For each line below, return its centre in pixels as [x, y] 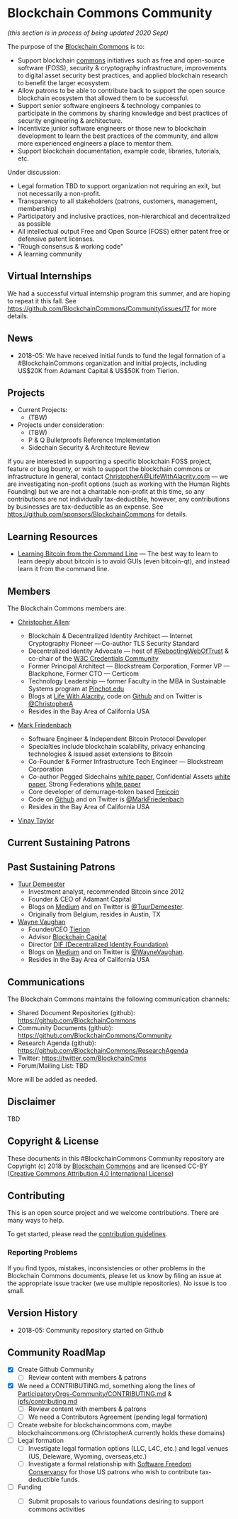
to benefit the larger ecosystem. [64, 82]
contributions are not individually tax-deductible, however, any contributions [119, 499]
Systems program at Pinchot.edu [76, 688]
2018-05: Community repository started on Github [91, 1330]
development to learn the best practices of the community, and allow [118, 136]
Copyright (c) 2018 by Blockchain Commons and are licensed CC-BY [108, 1166]
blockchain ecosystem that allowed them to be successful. [103, 98]
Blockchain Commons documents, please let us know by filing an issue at [114, 1275]
